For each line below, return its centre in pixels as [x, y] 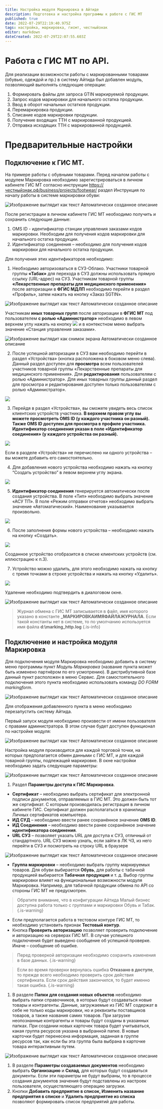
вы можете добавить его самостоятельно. [49, 458]
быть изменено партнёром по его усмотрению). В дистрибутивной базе [81, 672]
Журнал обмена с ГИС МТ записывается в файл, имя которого [82, 611]
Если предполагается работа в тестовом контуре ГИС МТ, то [76, 919]
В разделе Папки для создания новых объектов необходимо [77, 994]
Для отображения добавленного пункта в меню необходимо [69, 706]
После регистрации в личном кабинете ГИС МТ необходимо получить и [81, 214]
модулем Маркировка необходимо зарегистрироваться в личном [74, 180]
